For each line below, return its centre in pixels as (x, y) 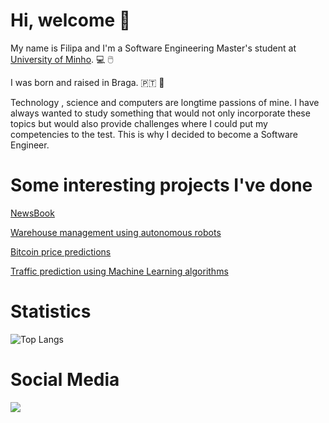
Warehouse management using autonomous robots (116, 232)
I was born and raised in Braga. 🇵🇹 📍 (87, 82)
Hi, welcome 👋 (71, 20)
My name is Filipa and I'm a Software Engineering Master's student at (153, 48)
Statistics (51, 311)
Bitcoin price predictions (61, 251)
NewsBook (32, 213)
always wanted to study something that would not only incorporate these (160, 113)
